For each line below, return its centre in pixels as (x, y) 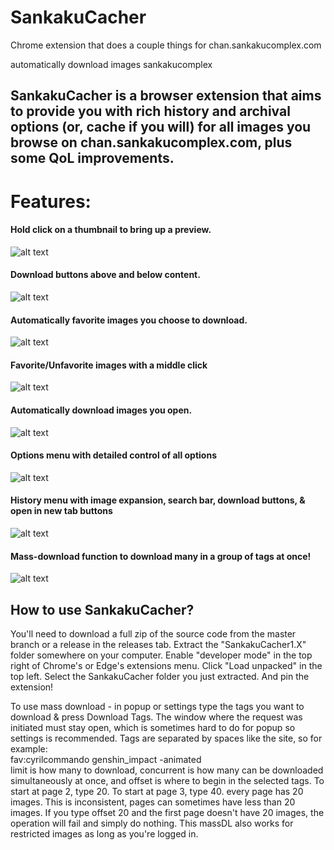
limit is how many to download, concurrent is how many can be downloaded (167, 770)
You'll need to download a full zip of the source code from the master (153, 633)
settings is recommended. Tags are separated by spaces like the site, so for (166, 738)
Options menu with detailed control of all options (113, 455)
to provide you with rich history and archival (150, 111)
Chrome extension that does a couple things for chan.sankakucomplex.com (166, 45)
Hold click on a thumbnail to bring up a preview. (111, 230)
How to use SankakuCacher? (102, 609)
